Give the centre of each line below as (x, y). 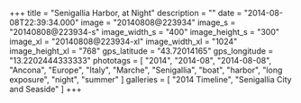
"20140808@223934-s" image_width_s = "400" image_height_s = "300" (145, 32)
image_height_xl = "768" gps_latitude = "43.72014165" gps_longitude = (141, 51)
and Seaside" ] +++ (46, 89)
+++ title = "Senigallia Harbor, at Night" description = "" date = (126, 13)
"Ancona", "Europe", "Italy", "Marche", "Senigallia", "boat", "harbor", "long (146, 70)
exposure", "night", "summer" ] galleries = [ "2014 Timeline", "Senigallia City (150, 79)
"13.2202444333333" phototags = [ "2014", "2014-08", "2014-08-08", (141, 60)
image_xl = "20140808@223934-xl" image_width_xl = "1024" (123, 41)
